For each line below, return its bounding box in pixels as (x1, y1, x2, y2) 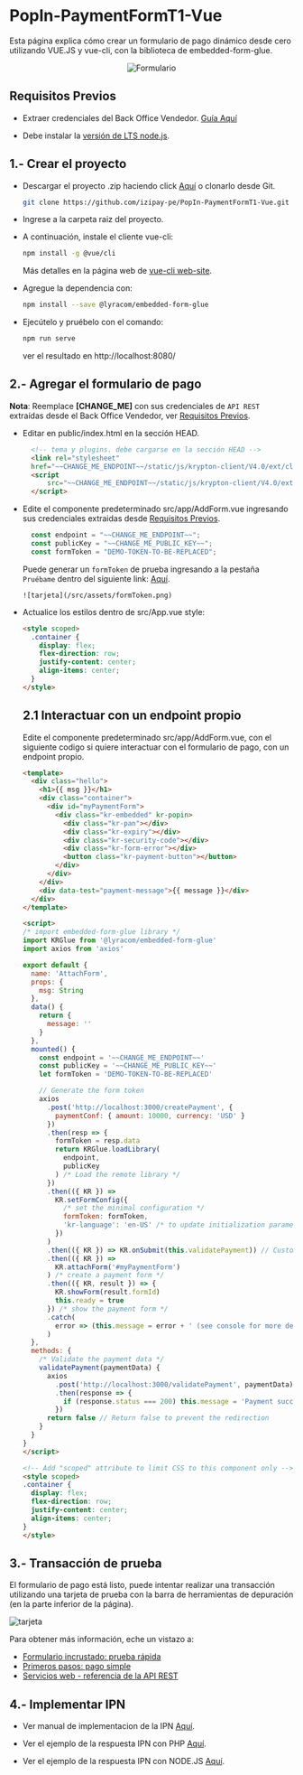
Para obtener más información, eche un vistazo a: (9, 1634, 194, 1645)
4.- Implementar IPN (9, 1696, 126, 1712)
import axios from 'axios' (22, 945, 124, 954)
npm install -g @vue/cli (22, 249, 116, 258)
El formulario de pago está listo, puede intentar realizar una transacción (9, 1580, 275, 1591)
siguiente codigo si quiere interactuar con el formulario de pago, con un (22, 742, 289, 752)
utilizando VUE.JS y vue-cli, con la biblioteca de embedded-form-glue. (9, 44, 273, 55)
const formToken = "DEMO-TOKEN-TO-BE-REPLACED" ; (31, 547, 217, 556)
